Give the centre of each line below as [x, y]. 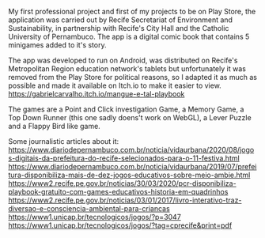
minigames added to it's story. [57, 45]
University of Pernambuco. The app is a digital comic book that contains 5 [129, 36]
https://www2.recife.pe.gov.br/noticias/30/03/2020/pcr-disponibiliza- [122, 183]
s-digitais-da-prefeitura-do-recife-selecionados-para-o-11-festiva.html [124, 158]
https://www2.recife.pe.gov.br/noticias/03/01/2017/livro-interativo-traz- [125, 200]
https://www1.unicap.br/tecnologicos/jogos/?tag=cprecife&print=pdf [120, 225]
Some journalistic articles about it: [64, 141]
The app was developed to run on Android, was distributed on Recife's [123, 60]
